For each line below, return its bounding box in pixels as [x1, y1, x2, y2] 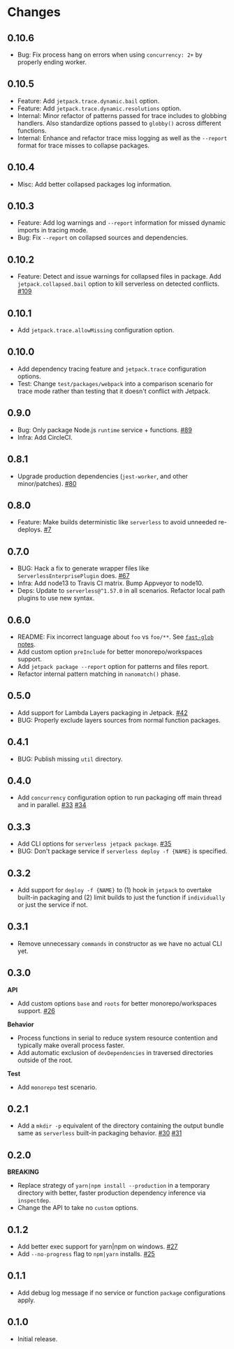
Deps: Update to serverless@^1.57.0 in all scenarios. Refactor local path [17, 587, 226, 595]
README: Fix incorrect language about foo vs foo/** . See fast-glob [17, 633, 214, 641]
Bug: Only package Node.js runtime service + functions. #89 [17, 425, 192, 434]
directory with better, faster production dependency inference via [17, 1188, 206, 1197]
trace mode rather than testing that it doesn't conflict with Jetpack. [17, 387, 211, 395]
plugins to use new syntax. [17, 594, 95, 603]
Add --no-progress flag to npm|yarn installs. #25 [17, 1250, 155, 1258]
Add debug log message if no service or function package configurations [17, 1288, 226, 1297]
